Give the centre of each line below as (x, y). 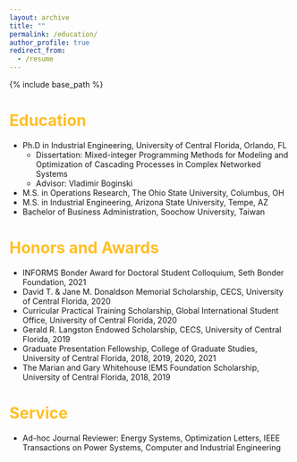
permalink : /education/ (54, 34)
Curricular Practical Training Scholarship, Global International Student (150, 310)
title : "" (28, 26)
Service (39, 413)
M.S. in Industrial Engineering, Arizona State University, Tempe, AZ (145, 202)
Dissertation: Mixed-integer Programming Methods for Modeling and (162, 155)
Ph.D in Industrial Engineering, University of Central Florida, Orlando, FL (155, 145)
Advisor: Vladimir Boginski (84, 183)
